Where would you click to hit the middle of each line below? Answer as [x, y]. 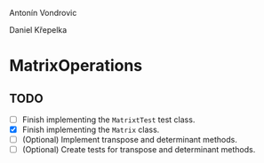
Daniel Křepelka [38, 30]
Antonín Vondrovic [43, 13]
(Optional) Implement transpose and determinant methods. [130, 140]
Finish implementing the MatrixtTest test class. [108, 120]
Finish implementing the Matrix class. [91, 130]
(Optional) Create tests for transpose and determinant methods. [139, 150]
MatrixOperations [76, 66]
